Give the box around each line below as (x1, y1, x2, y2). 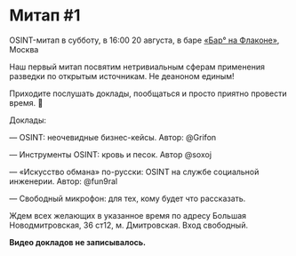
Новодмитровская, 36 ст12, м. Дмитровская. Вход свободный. (9, 220, 249, 230)
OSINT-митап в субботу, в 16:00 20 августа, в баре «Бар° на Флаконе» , (9, 35, 280, 45)
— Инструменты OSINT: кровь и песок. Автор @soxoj (9, 148, 212, 160)
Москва (9, 44, 39, 54)
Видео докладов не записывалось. (9, 236, 147, 247)
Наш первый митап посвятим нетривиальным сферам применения (9, 61, 265, 72)
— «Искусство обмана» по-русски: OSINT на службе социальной (9, 166, 260, 177)
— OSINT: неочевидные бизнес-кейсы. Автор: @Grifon (9, 132, 217, 142)
